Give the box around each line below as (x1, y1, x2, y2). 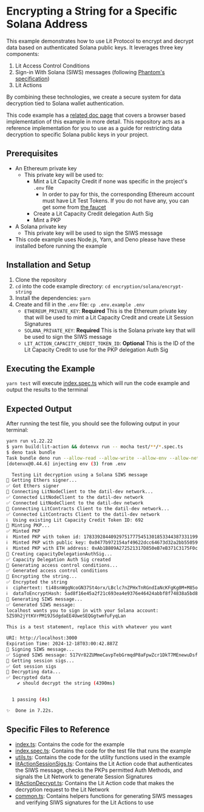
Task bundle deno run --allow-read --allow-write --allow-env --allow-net (6, 455, 200, 461)
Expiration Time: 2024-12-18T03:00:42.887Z (6, 640, 118, 647)
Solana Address (6, 17, 88, 31)
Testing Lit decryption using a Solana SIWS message (12, 471, 148, 478)
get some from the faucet (42, 203, 106, 210)
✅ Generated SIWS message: (6, 602, 76, 608)
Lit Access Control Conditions (15, 62, 90, 69)
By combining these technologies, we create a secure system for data (6, 93, 181, 100)
